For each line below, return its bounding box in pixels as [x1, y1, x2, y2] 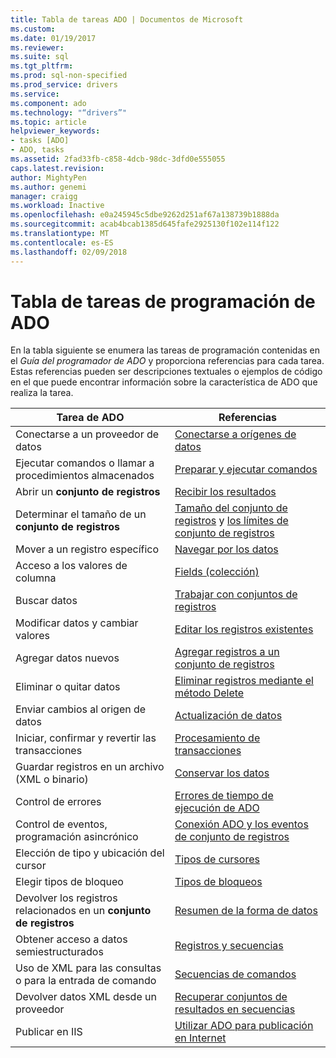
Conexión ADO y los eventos [174, 817, 309, 831]
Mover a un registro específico [15, 542, 160, 556]
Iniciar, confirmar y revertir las [15, 731, 157, 745]
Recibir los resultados [174, 485, 277, 499]
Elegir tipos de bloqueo [15, 875, 124, 889]
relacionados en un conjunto [15, 904, 152, 918]
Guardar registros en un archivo [15, 760, 165, 774]
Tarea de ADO [56, 411, 125, 425]
